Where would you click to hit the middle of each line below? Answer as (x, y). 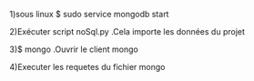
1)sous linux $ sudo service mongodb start (89, 14)
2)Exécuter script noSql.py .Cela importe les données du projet (127, 31)
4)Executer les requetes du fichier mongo (87, 67)
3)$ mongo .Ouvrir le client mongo (74, 49)
